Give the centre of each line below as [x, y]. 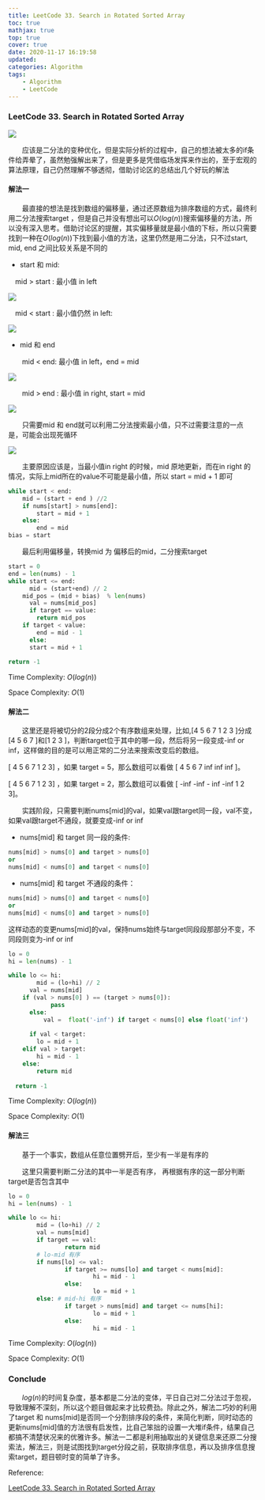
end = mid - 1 [60, 633]
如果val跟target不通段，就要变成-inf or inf [76, 820]
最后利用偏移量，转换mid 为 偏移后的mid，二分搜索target [114, 551]
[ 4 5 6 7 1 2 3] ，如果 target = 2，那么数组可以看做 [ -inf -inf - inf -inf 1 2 [127, 784]
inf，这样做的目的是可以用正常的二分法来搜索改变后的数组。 [106, 750]
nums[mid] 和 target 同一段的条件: [75, 837]
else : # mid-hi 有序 [69, 1299]
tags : [17, 74]
